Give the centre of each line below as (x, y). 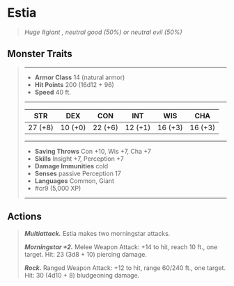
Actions (24, 217)
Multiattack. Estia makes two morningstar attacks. (97, 233)
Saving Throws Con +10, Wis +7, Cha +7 (93, 151)
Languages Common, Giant (75, 181)
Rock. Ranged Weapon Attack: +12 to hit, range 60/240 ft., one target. (125, 268)
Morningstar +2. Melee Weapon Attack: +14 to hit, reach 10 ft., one (121, 247)
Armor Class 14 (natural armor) (80, 77)
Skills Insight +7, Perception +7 (79, 159)
